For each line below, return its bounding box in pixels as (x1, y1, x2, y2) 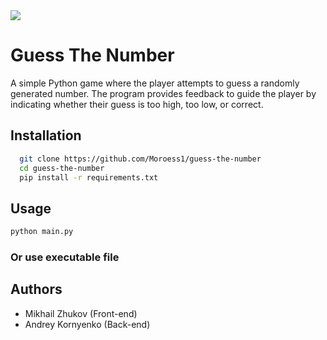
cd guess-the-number (19, 163, 105, 173)
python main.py (10, 227, 74, 237)
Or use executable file (10, 250, 120, 264)
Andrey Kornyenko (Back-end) (24, 318, 151, 330)
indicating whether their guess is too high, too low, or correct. (10, 98, 264, 110)
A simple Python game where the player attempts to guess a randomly (10, 77, 300, 89)
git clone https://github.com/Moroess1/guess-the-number (19, 154, 262, 164)
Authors (10, 281, 63, 298)
